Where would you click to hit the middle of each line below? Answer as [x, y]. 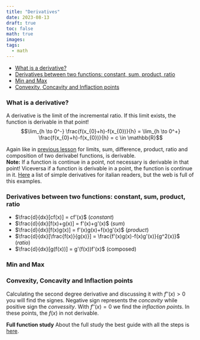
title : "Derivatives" [33, 12]
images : [16, 40]
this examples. [24, 181]
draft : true [21, 23]
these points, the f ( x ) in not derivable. [53, 313]
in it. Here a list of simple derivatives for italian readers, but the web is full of [100, 175]
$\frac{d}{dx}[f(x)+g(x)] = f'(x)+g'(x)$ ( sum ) [70, 224]
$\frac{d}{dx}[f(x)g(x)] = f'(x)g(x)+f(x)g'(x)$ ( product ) [82, 230]
